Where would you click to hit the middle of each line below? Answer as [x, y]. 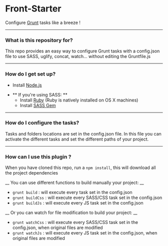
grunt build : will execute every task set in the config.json [72, 192]
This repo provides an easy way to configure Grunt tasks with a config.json [82, 51]
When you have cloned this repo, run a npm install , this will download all [80, 167]
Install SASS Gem [38, 105]
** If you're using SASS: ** [40, 94]
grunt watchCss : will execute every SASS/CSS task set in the [75, 222]
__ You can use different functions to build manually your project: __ [74, 182]
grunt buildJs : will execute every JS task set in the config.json [78, 203]
